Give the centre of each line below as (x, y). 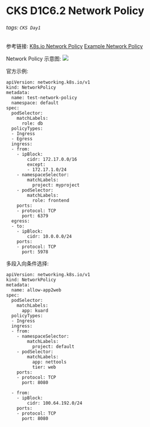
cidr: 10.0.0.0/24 (50, 237)
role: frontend (50, 201)
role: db (32, 124)
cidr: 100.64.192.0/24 (55, 404)
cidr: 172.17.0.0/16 (52, 160)
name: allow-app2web (36, 290)
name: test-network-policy (44, 98)
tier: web (44, 367)
